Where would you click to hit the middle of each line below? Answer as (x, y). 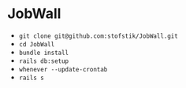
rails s (31, 78)
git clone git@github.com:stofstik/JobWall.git (98, 36)
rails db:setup (44, 61)
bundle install (44, 53)
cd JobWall (37, 44)
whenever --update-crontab (63, 69)
